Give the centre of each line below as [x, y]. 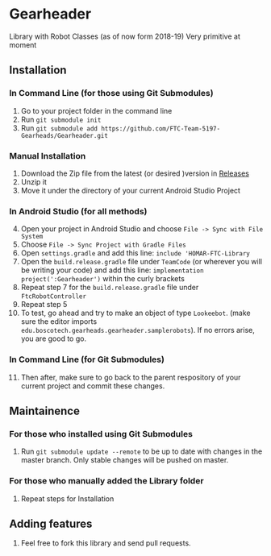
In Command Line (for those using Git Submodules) [111, 93]
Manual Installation [48, 156]
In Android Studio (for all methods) [78, 211]
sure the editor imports [59, 322]
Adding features [51, 523]
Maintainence [44, 411]
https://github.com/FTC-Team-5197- [161, 129]
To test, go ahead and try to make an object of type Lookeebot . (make [135, 313]
